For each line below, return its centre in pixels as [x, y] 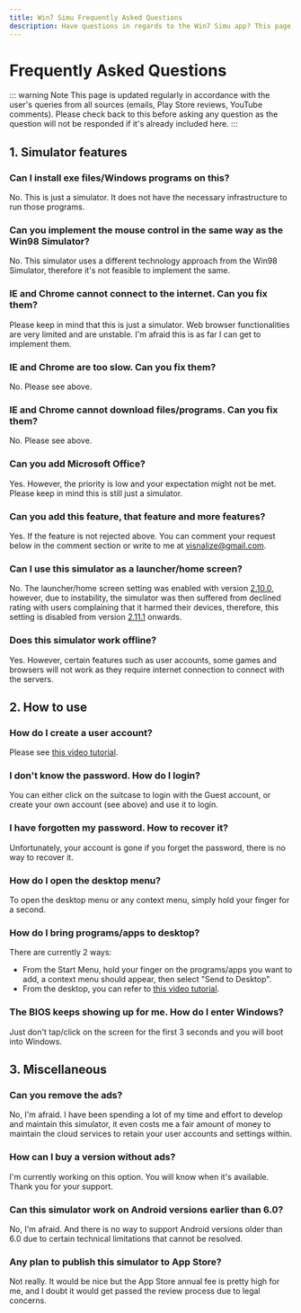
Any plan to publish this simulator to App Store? [115, 1262]
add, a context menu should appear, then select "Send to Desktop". [147, 980]
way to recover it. [41, 857]
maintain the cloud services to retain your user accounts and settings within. [150, 1134]
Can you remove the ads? [66, 1095]
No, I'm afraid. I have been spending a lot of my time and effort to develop [146, 1114]
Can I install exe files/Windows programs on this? [120, 178]
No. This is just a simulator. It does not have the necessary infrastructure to [148, 198]
